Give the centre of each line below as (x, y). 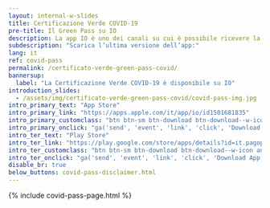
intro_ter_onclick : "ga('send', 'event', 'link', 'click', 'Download (127, 157)
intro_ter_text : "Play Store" (59, 135)
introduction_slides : (45, 90)
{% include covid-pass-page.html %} (70, 195)
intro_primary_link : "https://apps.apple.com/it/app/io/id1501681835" (129, 113)
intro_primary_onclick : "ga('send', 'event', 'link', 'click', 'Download (135, 128)
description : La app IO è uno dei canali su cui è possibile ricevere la (135, 38)
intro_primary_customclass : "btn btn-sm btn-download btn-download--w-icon (138, 120)
